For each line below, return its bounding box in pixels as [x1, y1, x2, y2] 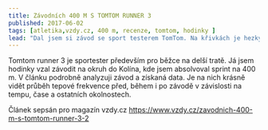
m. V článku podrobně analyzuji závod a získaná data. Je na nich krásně [8, 73, 246, 82]
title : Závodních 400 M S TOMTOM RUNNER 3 [8, 11, 152, 20]
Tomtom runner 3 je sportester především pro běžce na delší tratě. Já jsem [8, 56, 254, 65]
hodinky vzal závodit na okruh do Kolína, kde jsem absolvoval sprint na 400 [8, 65, 256, 74]
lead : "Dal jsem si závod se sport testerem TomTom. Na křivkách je [8, 33, 241, 42]
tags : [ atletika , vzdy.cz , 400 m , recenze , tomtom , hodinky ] [8, 26, 216, 34]
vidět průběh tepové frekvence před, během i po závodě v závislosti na [8, 81, 242, 91]
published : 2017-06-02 [8, 19, 84, 27]
